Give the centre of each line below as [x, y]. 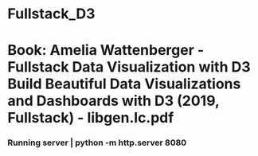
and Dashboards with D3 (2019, [113, 101]
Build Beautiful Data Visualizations [124, 84]
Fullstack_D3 [51, 14]
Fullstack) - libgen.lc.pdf [91, 118]
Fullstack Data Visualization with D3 [129, 67]
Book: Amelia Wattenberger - [106, 51]
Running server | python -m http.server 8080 [97, 142]
